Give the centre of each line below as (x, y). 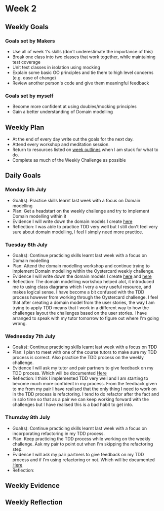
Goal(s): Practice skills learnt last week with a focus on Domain (76, 200)
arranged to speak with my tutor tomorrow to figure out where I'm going (85, 318)
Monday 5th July (26, 189)
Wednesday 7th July (30, 336)
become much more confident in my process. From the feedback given (84, 384)
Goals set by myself (29, 96)
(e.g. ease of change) (34, 77)
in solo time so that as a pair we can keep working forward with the (81, 400)
